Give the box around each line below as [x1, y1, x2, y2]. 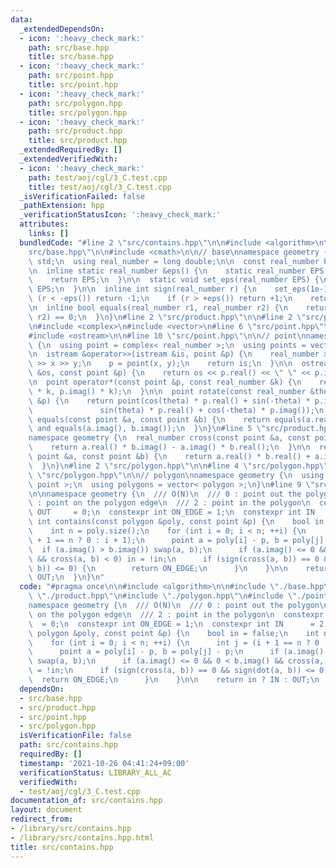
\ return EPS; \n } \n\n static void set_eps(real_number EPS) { [28, 275, 320, 285]
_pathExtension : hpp [19, 201, 105, 211]
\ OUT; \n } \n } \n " [28, 572, 105, 583]
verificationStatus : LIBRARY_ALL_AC [19, 767, 172, 778]
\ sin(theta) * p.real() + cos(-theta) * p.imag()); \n [28, 405, 325, 415]
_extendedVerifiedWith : [19, 154, 118, 164]
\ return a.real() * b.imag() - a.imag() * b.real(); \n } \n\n [28, 442, 311, 453]
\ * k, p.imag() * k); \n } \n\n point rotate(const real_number [28, 386, 307, 396]
